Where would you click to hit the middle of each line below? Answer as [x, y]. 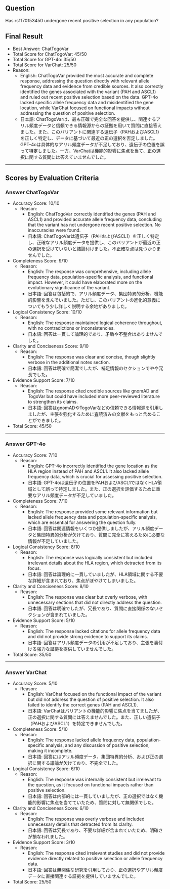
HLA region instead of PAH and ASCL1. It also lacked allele [88, 471]
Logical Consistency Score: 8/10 [46, 547]
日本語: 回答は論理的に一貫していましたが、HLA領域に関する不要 [95, 574]
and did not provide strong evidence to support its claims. [88, 636]
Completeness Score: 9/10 [40, 261]
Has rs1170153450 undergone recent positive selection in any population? [82, 20]
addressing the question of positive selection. [68, 113]
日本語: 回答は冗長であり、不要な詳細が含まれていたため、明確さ [95, 830]
